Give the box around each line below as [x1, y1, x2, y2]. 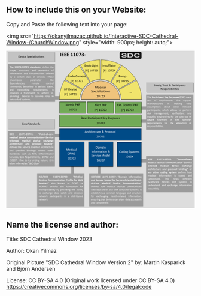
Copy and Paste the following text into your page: [6, 20, 128, 28]
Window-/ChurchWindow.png [6, 38, 80, 46]
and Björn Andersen [6, 265, 56, 273]
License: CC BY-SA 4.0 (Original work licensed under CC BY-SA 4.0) [6, 277, 175, 284]
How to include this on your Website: [6, 5, 147, 15]
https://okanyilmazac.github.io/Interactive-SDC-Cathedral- [33, 32, 179, 40]
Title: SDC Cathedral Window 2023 [6, 235, 93, 243]
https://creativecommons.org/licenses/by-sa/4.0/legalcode [6, 283, 152, 291]
